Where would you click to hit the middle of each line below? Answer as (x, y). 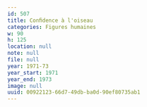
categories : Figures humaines (52, 27)
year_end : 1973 (30, 79)
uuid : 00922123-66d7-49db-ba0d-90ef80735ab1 (74, 92)
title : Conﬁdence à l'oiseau (50, 20)
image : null (25, 86)
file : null (23, 60)
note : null (23, 53)
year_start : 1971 (33, 73)
